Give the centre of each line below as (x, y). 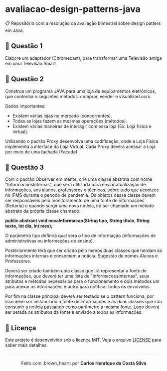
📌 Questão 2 (24, 79)
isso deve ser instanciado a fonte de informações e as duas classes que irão (83, 302)
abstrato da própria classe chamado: (43, 211)
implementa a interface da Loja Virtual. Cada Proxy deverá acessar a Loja (81, 146)
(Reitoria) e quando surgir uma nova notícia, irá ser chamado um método (80, 206)
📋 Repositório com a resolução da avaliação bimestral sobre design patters (83, 23)
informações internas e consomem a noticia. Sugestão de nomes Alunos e (82, 256)
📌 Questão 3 (24, 167)
